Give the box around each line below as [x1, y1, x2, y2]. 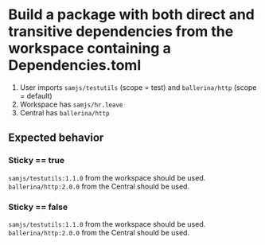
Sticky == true [8, 155, 65, 166]
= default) [19, 91, 53, 100]
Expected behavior [8, 131, 104, 145]
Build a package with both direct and [8, 6, 255, 24]
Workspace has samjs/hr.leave [19, 99, 123, 109]
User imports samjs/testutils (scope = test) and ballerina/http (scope [19, 82, 257, 92]
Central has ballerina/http [19, 107, 110, 117]
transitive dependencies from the [8, 22, 234, 41]
